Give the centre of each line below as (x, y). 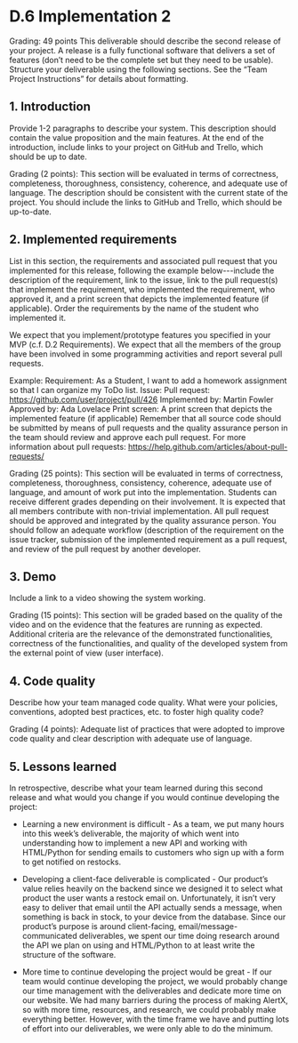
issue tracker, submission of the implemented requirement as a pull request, (148, 539)
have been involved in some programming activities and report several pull (146, 354)
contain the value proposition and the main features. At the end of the (137, 137)
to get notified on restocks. (72, 862)
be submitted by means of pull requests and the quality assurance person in (149, 428)
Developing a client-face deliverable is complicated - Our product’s (145, 879)
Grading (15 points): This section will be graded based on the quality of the (146, 615)
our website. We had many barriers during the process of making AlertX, (155, 1000)
